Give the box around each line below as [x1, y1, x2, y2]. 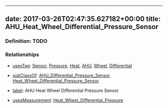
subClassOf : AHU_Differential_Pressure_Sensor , [12, 72, 111, 78]
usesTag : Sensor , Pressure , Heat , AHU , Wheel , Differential [12, 62, 132, 68]
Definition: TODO [5, 38, 47, 45]
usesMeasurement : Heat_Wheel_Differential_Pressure [12, 97, 123, 103]
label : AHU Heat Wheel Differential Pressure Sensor [12, 87, 119, 93]
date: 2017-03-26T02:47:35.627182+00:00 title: [5, 15, 161, 23]
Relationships [5, 51, 39, 58]
